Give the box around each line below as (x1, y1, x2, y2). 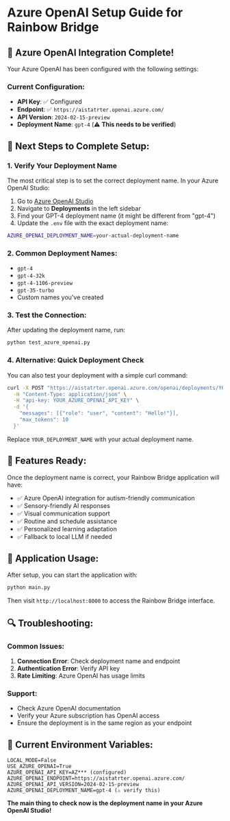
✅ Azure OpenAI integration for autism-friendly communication (16, 494, 195, 502)
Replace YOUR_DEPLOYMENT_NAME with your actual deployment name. (7, 435, 194, 443)
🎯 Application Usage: (7, 553, 99, 564)
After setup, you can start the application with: (7, 571, 138, 579)
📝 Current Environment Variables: (7, 739, 153, 750)
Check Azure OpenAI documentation (16, 704, 121, 713)
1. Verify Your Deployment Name (7, 161, 118, 170)
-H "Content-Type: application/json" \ (13, 391, 127, 397)
